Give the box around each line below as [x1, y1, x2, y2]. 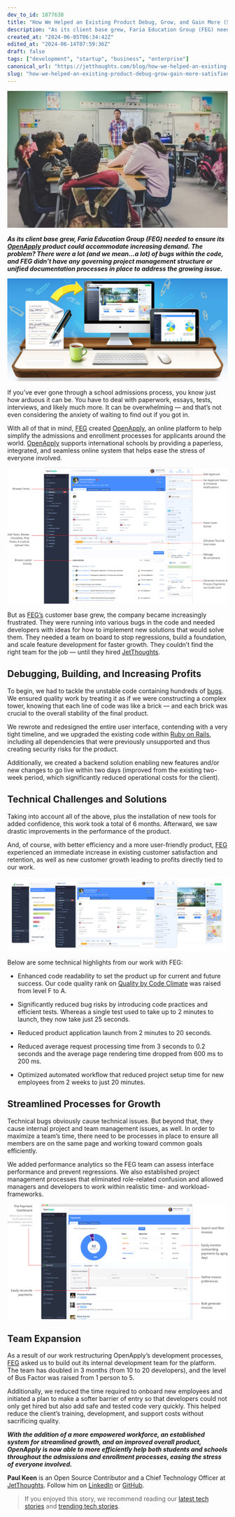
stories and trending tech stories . [24, 1502, 120, 1511]
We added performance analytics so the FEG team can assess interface [7, 1160, 215, 1168]
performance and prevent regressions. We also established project [7, 1167, 200, 1176]
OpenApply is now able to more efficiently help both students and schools [7, 1445, 228, 1454]
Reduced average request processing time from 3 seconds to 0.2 [17, 1042, 206, 1050]
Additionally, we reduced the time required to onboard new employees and [7, 1387, 222, 1395]
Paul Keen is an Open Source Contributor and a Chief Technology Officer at [7, 1474, 226, 1482]
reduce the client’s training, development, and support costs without [7, 1409, 204, 1418]
